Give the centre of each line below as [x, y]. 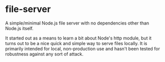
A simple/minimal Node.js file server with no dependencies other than [77, 23]
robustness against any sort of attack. [44, 54]
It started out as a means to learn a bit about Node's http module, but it [78, 38]
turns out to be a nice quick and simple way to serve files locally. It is [76, 43]
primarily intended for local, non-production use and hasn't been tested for [83, 48]
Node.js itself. [19, 28]
